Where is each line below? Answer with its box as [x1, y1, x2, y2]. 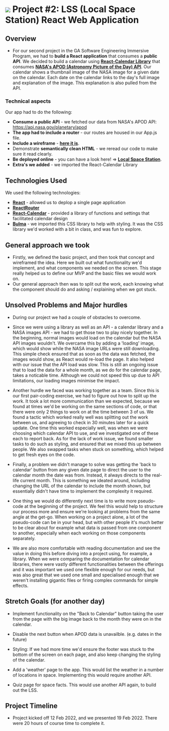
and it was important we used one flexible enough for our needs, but [12, 566, 155, 572]
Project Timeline [5, 701, 58, 710]
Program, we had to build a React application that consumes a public [12, 53, 157, 59]
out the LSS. [12, 687, 38, 693]
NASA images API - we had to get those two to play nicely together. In [12, 329, 158, 336]
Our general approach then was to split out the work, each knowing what [12, 281, 164, 287]
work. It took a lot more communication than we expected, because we [12, 398, 160, 404]
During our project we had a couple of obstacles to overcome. [12, 314, 142, 320]
